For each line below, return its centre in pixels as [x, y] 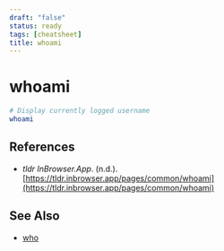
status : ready [36, 26]
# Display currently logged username [80, 111]
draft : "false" [38, 17]
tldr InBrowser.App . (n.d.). [70, 169]
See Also [34, 216]
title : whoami [36, 43]
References [42, 147]
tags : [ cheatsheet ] [46, 34]
